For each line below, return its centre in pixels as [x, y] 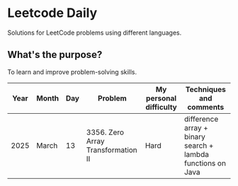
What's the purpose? [55, 55]
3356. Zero [105, 132]
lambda [196, 154]
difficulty [161, 107]
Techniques [206, 89]
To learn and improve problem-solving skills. [72, 71]
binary [194, 136]
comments [206, 107]
